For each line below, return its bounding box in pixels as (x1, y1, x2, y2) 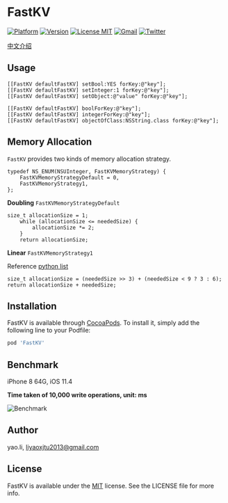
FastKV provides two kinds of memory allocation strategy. (7, 154, 172, 163)
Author (7, 424, 38, 436)
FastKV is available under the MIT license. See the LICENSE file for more (7, 481, 214, 490)
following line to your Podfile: (7, 326, 91, 335)
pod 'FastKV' (7, 340, 45, 346)
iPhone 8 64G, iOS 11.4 (7, 377, 73, 386)
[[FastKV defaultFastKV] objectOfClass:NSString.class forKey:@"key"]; (7, 117, 219, 124)
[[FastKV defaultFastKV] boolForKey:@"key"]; (7, 105, 141, 112)
